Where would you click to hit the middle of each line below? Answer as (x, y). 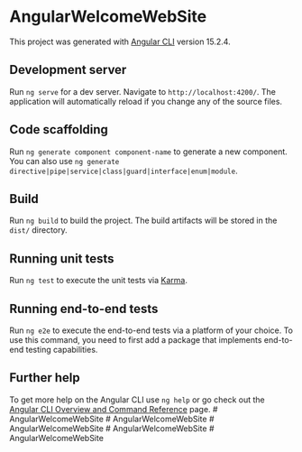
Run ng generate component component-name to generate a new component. (149, 152)
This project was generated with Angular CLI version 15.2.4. (120, 42)
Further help (45, 378)
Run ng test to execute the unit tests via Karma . (98, 281)
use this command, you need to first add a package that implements (136, 340)
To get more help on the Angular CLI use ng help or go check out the (137, 400)
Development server (68, 70)
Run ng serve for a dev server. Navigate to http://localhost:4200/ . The (143, 91)
